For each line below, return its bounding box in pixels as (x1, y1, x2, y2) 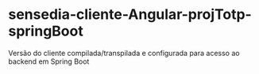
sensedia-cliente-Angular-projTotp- (8, 6, 252, 24)
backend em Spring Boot (8, 57, 90, 66)
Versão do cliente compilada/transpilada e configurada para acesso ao (8, 48, 240, 57)
